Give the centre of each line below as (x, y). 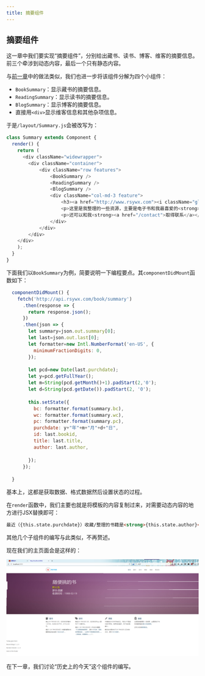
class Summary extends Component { (52, 138)
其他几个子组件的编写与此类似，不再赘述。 (60, 537)
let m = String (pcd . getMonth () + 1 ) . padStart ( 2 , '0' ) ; (92, 383)
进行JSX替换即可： (35, 513)
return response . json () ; (60, 312)
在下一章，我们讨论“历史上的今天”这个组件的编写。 (70, 667)
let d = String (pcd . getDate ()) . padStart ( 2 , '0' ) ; (90, 389)
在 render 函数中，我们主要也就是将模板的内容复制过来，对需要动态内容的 (97, 505)
